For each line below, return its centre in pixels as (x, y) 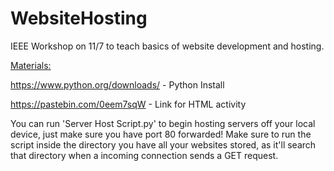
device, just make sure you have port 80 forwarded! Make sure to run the (161, 134)
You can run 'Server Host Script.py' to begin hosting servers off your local (163, 123)
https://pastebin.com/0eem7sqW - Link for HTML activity (128, 104)
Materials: (31, 65)
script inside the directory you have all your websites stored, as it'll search (163, 144)
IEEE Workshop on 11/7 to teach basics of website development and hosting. (167, 46)
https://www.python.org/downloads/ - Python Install (117, 84)
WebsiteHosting (79, 18)
